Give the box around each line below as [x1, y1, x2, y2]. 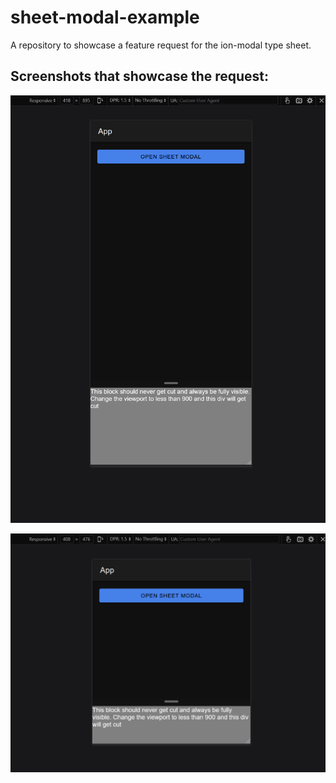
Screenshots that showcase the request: [10, 68, 270, 85]
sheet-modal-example [10, 6, 200, 29]
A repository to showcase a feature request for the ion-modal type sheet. [10, 39, 312, 51]
